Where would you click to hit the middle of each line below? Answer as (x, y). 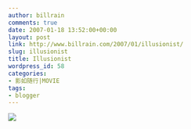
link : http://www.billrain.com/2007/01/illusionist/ (96, 45)
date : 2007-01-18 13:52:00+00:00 (63, 30)
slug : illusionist (38, 52)
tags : (17, 88)
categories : (27, 73)
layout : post (29, 37)
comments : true (33, 23)
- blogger (24, 95)
